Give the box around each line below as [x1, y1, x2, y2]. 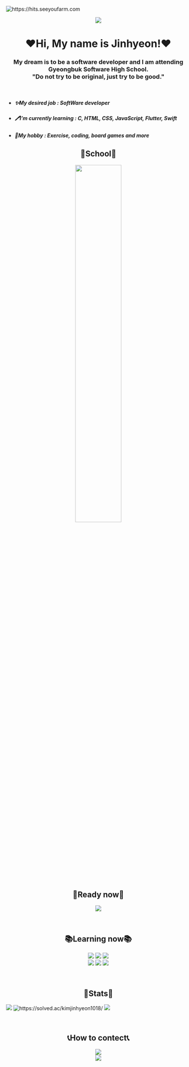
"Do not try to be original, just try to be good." [32, 73, 165, 81]
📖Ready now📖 [72, 890, 125, 900]
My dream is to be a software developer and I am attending [13, 58, 184, 66]
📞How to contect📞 [67, 1033, 130, 1043]
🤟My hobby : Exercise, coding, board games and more [14, 132, 149, 139]
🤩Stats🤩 [83, 988, 114, 998]
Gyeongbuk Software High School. [48, 65, 149, 73]
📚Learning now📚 [64, 934, 132, 944]
